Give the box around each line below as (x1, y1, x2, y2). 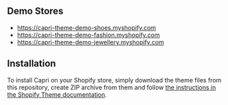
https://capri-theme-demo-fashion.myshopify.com (16, 31, 160, 39)
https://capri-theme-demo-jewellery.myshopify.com (16, 37, 164, 46)
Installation (7, 58, 56, 70)
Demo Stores (7, 5, 64, 17)
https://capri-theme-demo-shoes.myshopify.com (16, 23, 156, 31)
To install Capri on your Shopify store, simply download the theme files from (7, 76, 222, 84)
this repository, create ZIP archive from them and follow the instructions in (7, 83, 216, 91)
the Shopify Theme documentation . (7, 90, 107, 98)
